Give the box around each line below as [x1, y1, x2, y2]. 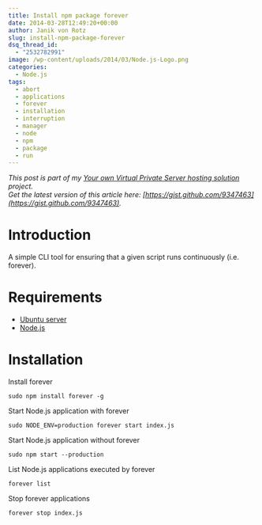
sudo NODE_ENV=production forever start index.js [8, 421, 175, 430]
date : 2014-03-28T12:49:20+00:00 [8, 19, 118, 27]
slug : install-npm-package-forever [8, 33, 125, 42]
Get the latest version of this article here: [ [8, 190, 146, 200]
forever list [8, 480, 51, 488]
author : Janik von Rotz [8, 26, 87, 34]
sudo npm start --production [8, 451, 104, 459]
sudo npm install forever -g [8, 393, 104, 401]
